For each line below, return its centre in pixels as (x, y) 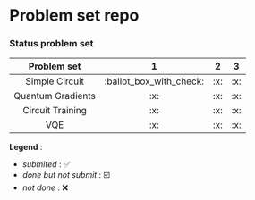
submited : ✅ (46, 164)
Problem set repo (74, 16)
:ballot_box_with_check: (154, 81)
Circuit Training (55, 111)
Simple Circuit (55, 81)
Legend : (26, 147)
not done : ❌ (45, 187)
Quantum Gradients (55, 96)
